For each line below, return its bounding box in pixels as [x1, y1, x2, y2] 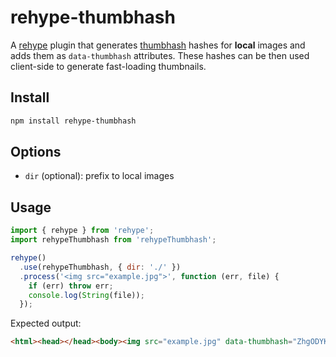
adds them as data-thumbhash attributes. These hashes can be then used [10, 49, 310, 61]
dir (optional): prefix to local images [24, 170, 175, 182]
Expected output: [10, 317, 82, 330]
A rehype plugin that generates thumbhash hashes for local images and [10, 39, 306, 51]
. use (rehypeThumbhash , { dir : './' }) [19, 262, 182, 272]
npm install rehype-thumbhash [10, 116, 137, 126]
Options [10, 144, 62, 161]
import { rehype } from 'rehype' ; [10, 226, 155, 236]
